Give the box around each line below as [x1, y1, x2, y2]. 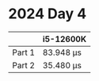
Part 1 [12, 47, 36, 58]
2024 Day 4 [8, 5, 87, 23]
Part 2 [12, 60, 36, 71]
